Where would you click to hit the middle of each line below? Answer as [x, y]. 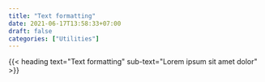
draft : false [30, 31]
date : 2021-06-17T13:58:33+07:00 [65, 24]
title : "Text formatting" [52, 16]
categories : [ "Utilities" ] [54, 39]
